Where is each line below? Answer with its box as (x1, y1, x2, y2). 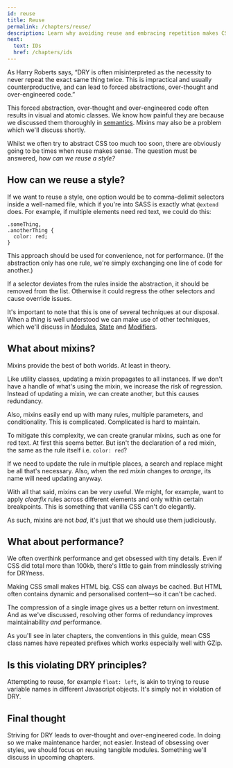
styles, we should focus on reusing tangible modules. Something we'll (7, 745, 207, 754)
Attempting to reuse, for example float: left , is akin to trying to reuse (7, 678, 209, 686)
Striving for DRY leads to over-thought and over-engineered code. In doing (7, 730, 221, 739)
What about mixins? (7, 343, 96, 354)
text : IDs (13, 42, 42, 49)
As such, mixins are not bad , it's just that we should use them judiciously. (7, 516, 216, 524)
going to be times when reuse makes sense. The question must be (7, 147, 198, 155)
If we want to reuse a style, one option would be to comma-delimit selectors (7, 193, 225, 201)
